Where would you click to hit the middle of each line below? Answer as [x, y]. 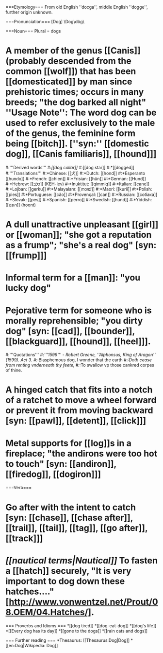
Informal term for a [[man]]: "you [73, 278]
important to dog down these [65, 581]
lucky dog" [28, 288]
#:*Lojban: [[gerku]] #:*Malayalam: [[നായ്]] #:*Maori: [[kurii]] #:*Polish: [79, 189]
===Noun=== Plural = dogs [33, 31]
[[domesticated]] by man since [69, 82]
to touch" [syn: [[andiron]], [61, 464]
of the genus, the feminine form [71, 133]
